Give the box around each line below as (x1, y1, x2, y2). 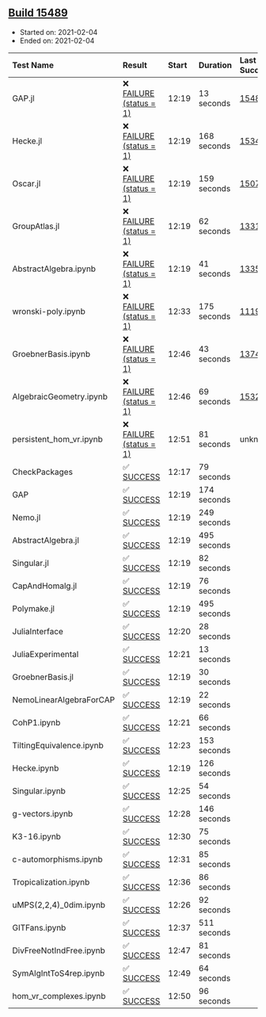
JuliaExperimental (12, 648, 79, 660)
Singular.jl (12, 557, 49, 568)
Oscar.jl (12, 178, 41, 189)
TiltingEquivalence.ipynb (12, 740, 104, 751)
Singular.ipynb (12, 785, 66, 796)
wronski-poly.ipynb (12, 305, 85, 316)
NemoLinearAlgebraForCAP (12, 694, 116, 705)
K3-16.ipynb (12, 831, 62, 842)
